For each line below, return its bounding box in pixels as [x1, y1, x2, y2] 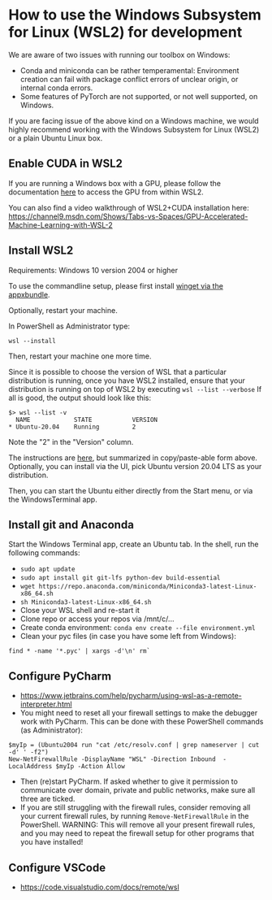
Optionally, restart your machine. [8, 305, 118, 315]
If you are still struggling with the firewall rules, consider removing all [19, 802, 251, 812]
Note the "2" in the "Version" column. [8, 437, 134, 446]
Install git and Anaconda [8, 518, 134, 532]
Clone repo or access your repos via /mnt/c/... [19, 614, 175, 624]
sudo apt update [19, 565, 76, 574]
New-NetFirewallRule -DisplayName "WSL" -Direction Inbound [8, 755, 217, 763]
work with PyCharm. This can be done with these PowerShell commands [19, 717, 264, 727]
